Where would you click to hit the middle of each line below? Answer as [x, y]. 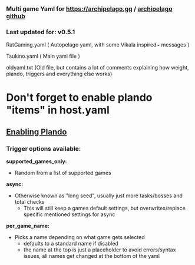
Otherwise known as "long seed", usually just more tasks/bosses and [98, 196]
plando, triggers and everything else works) [59, 74]
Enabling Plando [37, 132]
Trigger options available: [44, 148]
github [16, 16]
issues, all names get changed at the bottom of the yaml [92, 256]
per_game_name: [28, 226]
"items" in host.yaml [58, 110]
